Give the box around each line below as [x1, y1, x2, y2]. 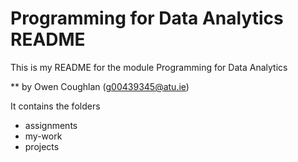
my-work [24, 130, 63, 142]
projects [24, 140, 60, 152]
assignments [24, 119, 78, 131]
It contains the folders [10, 100, 101, 112]
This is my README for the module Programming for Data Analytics [10, 61, 288, 73]
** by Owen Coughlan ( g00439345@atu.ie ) [10, 80, 190, 92]
